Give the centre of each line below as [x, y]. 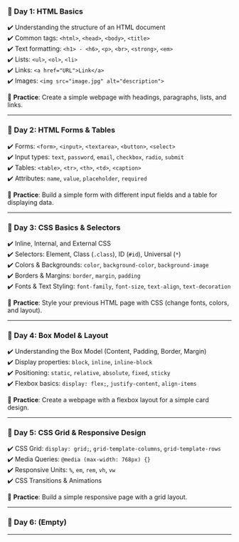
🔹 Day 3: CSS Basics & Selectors [64, 227]
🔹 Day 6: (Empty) [37, 522]
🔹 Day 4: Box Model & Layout [58, 335]
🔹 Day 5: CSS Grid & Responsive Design [77, 433]
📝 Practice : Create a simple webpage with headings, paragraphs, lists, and [117, 97]
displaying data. [31, 202]
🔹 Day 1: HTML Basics [45, 11]
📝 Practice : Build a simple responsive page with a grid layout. [97, 497]
